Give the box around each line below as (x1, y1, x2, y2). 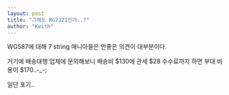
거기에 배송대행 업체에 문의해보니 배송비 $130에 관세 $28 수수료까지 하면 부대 (7, 57, 216, 65)
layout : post (7, 10, 45, 17)
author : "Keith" (7, 23, 54, 30)
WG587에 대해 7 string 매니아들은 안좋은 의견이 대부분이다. (7, 43, 167, 51)
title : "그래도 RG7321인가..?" (7, 17, 89, 23)
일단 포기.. (7, 81, 35, 89)
